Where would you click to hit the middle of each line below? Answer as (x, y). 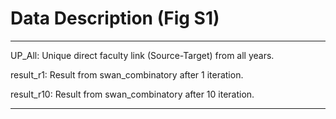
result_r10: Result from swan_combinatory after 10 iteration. (132, 94)
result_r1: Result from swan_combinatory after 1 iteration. (127, 74)
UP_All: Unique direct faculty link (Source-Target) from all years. (142, 55)
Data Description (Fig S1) (115, 18)
